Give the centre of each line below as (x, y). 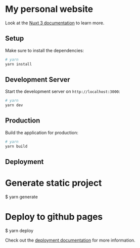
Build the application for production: (42, 132)
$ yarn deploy (19, 230)
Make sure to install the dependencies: (45, 50)
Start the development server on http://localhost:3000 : (63, 92)
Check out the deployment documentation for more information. (70, 240)
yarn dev (14, 105)
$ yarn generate (22, 196)
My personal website (49, 9)
